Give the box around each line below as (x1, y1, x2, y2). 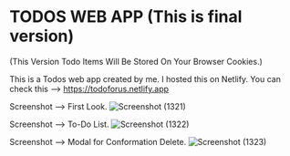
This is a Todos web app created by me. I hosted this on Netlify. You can (9, 73, 281, 84)
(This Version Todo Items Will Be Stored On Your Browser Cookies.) (9, 56, 263, 67)
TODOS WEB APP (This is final (9, 6, 243, 27)
